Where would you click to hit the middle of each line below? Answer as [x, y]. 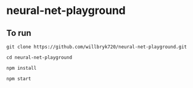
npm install [21, 68]
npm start [19, 79]
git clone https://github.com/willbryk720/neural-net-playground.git [97, 47]
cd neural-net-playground [39, 58]
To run [19, 33]
